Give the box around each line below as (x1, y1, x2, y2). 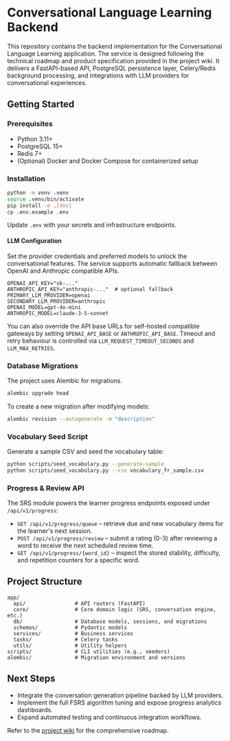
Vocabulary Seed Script (7, 431, 88, 441)
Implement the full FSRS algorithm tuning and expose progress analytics (16, 698, 222, 707)
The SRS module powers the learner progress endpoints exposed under (7, 499, 211, 508)
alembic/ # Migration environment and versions (7, 654, 186, 661)
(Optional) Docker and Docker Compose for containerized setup (16, 157, 198, 165)
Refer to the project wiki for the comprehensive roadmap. (7, 726, 170, 734)
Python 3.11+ (16, 135, 54, 143)
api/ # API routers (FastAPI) (13, 600, 146, 607)
